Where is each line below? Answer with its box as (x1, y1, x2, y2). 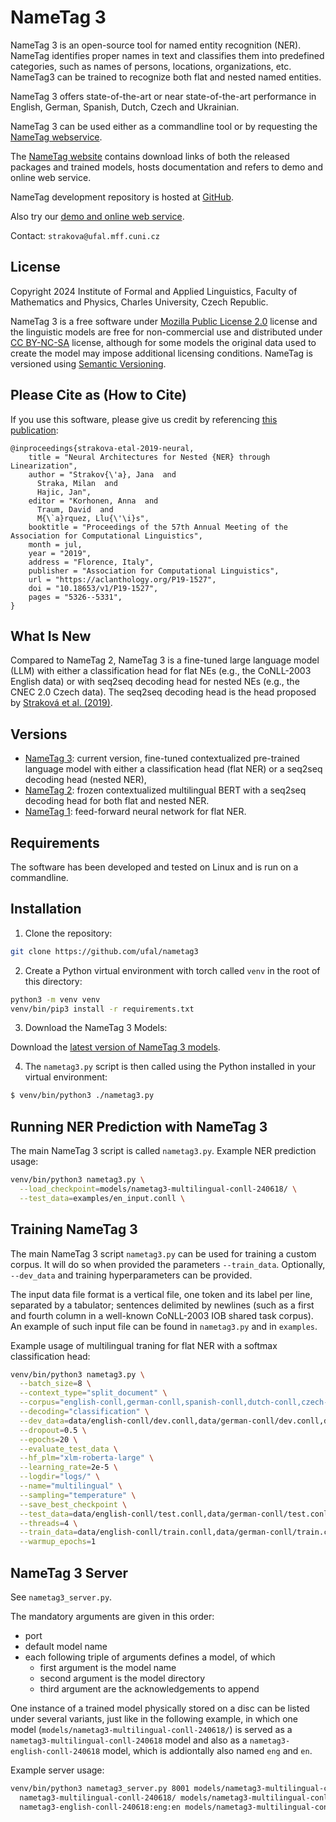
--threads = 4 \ (19, 1518, 78, 1528)
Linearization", (10, 461, 78, 471)
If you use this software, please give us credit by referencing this (10, 413, 278, 425)
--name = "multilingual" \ (19, 1481, 123, 1491)
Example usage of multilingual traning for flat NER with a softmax (10, 1339, 278, 1351)
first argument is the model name (39, 1662, 177, 1673)
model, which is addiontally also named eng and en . (102, 1745, 313, 1756)
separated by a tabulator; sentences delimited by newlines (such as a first (10, 1299, 315, 1311)
